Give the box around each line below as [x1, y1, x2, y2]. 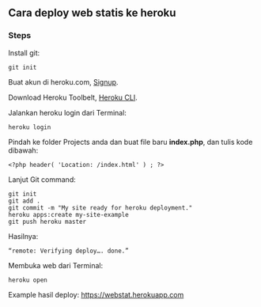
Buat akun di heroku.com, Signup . [8, 77, 119, 86]
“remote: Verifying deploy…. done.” [8, 247, 129, 255]
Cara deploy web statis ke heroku [8, 6, 176, 20]
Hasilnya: [8, 231, 39, 241]
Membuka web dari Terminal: [8, 260, 104, 270]
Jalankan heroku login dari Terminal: [8, 108, 127, 117]
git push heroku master [8, 218, 87, 226]
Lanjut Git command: [8, 174, 77, 184]
